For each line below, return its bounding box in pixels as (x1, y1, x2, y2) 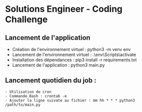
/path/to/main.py (5, 102, 41, 107)
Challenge (5, 14, 48, 25)
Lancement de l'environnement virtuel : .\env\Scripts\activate (12, 52, 137, 57)
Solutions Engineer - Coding (5, 3, 123, 15)
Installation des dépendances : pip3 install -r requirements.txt (12, 57, 137, 62)
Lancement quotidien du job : (5, 76, 97, 84)
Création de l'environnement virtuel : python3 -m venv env (12, 47, 131, 52)
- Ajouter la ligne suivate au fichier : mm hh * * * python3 (5, 98, 135, 103)
